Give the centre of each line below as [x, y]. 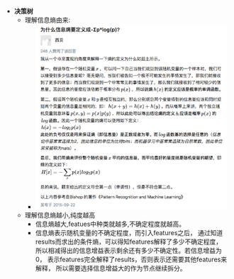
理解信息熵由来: [48, 20]
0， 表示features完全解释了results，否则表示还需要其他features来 [131, 259]
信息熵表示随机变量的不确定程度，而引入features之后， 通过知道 [129, 232]
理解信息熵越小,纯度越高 [60, 215]
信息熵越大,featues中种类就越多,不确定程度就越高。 [110, 224]
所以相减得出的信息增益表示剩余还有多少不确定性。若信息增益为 [128, 250]
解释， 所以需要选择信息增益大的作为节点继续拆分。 [111, 268]
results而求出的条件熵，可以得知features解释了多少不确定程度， [129, 241]
